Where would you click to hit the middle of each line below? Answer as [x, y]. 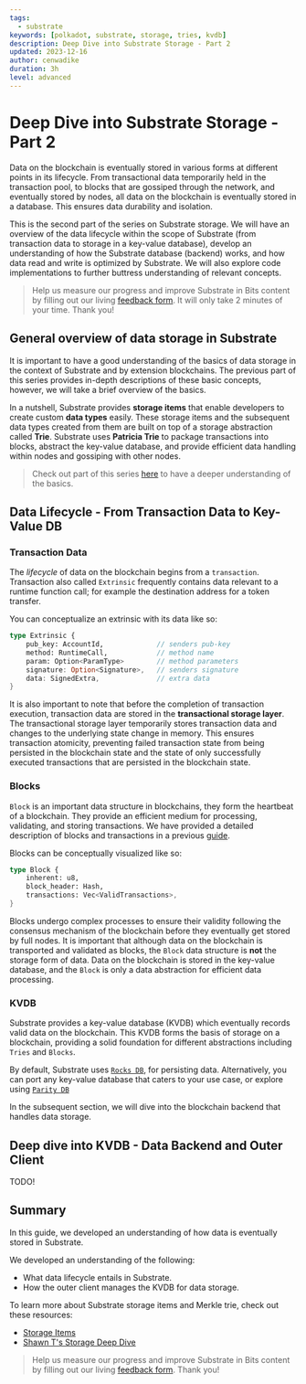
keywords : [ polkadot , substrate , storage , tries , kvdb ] [118, 35]
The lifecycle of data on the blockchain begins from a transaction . [134, 572]
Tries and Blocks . [42, 1052]
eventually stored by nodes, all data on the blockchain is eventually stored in [153, 197]
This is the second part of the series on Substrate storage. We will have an [149, 224]
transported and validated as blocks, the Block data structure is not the [143, 950]
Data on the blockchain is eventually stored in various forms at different [144, 167]
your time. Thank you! [73, 309]
